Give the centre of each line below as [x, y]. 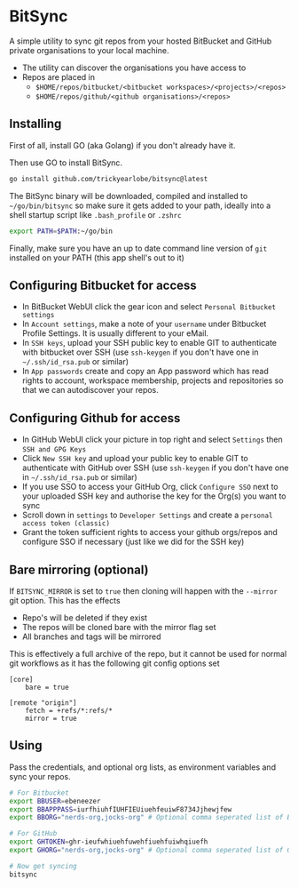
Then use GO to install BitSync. [66, 163]
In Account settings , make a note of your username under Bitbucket [144, 324]
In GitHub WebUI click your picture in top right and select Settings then [153, 440]
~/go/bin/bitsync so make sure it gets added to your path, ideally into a [140, 205]
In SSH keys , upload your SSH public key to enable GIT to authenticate [149, 343]
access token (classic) [66, 524]
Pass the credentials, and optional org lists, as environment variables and [143, 767]
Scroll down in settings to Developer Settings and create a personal [147, 515]
